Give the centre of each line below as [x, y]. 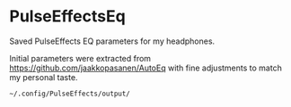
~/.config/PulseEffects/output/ [70, 94]
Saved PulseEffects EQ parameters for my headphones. [112, 41]
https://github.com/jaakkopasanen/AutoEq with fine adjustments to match [146, 68]
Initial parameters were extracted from [80, 58]
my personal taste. [44, 77]
